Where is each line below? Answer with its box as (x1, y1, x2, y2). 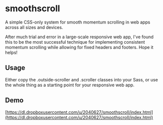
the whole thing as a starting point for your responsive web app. (5, 82, 135, 88)
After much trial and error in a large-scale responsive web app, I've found (5, 34, 154, 40)
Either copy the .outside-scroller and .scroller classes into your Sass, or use (5, 76, 158, 82)
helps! (5, 50, 18, 55)
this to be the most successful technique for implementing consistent (5, 39, 145, 45)
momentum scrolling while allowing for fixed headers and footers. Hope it (5, 44, 154, 50)
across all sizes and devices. (5, 24, 63, 30)
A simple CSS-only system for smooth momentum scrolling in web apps (5, 19, 151, 25)
